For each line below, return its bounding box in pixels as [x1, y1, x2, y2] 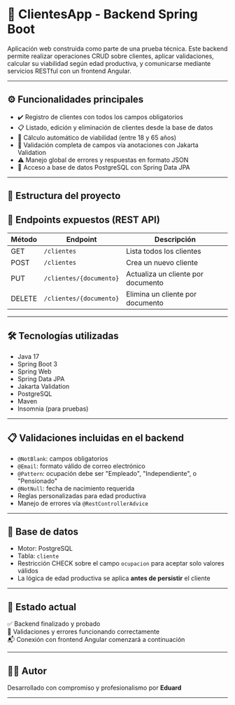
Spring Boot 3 [17, 360, 58, 368]
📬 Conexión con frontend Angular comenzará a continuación [7, 636, 185, 644]
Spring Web [17, 367, 52, 376]
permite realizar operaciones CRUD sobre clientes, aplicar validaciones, [7, 52, 215, 60]
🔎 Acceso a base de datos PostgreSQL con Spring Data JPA [17, 163, 190, 171]
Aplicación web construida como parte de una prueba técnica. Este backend [7, 44, 228, 53]
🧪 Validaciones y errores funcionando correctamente [7, 627, 159, 636]
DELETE [10, 294, 37, 303]
